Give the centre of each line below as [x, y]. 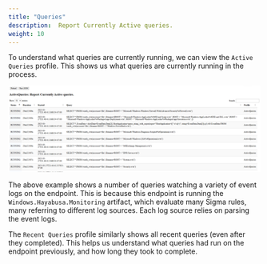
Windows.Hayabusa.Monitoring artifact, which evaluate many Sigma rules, [128, 202]
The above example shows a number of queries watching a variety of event [133, 185]
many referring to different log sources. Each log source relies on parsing [129, 210]
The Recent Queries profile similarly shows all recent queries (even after [127, 234]
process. [23, 74]
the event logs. [33, 218]
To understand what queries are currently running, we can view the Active [131, 58]
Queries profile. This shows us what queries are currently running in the [126, 66]
